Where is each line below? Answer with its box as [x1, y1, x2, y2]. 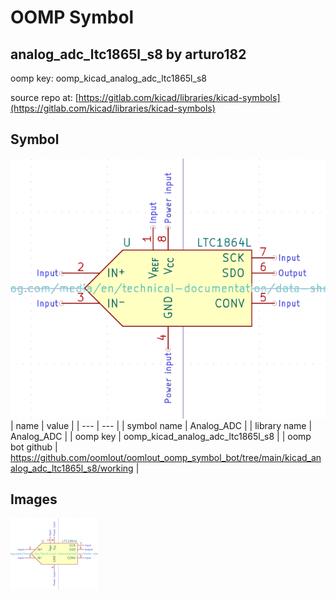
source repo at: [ [10, 92, 79, 103]
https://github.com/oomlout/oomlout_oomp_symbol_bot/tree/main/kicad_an [10, 451, 322, 463]
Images [10, 491, 58, 508]
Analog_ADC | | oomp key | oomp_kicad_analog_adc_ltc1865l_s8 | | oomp [10, 430, 312, 442]
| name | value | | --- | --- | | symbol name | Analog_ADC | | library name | [10, 419, 313, 431]
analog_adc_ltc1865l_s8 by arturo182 [10, 46, 247, 63]
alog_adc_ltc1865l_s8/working [10, 462, 134, 474]
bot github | [10, 441, 58, 453]
